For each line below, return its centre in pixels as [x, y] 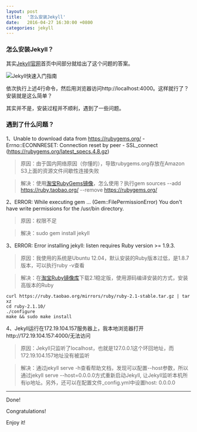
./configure [21, 311]
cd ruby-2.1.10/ [26, 306]
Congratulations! [26, 411]
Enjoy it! [16, 422]
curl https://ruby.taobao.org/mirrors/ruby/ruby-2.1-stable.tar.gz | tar [98, 296]
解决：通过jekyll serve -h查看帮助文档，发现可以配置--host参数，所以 [104, 368]
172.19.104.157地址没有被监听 [55, 355]
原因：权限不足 [38, 220]
